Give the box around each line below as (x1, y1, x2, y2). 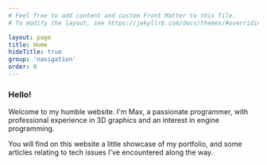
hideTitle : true (8, 48, 62, 56)
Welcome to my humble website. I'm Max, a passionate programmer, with (8, 107, 249, 117)
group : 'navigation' (8, 56, 77, 63)
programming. (8, 124, 55, 133)
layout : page (8, 33, 52, 41)
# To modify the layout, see (8, 19, 105, 27)
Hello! (8, 89, 32, 100)
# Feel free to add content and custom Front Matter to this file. (8, 11, 237, 20)
